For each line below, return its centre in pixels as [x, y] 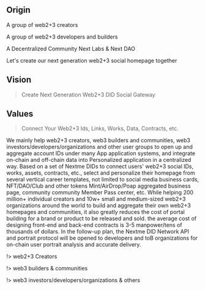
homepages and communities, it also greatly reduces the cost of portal [95, 212]
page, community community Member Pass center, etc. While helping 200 [100, 193]
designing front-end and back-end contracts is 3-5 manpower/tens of [94, 225]
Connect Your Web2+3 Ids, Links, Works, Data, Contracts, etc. [100, 129]
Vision [19, 80]
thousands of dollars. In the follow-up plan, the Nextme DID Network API [98, 232]
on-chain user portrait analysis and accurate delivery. [74, 245]
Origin [18, 10]
